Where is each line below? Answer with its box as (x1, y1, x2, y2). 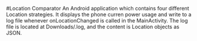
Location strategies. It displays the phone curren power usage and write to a (6, 11, 192, 18)
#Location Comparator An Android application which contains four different (6, 5, 190, 12)
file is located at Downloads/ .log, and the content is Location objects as (6, 23, 180, 30)
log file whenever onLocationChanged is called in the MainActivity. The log (6, 17, 188, 24)
